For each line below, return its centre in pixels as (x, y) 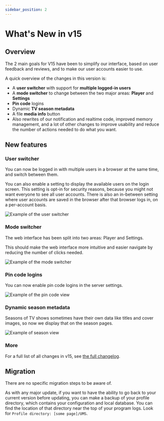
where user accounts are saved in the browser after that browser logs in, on (82, 200)
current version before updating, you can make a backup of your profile (77, 398)
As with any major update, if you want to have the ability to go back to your (81, 393)
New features (26, 145)
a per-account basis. (26, 205)
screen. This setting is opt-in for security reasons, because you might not (79, 189)
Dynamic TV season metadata (43, 109)
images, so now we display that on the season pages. (59, 323)
